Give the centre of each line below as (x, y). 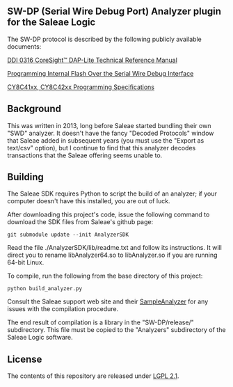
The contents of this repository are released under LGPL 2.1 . (93, 376)
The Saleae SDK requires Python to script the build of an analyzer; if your (112, 193)
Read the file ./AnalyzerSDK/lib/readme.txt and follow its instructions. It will (115, 248)
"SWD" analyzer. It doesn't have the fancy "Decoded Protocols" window (111, 133)
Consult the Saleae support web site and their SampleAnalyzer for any (108, 301)
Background (34, 109)
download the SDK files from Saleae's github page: (80, 222)
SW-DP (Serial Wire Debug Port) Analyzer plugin (114, 11)
